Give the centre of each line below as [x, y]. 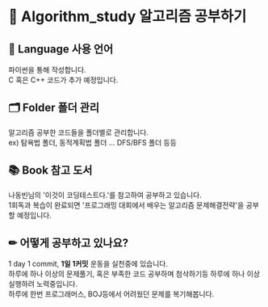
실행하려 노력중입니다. [43, 284]
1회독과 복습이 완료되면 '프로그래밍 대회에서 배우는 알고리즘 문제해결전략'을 [126, 205]
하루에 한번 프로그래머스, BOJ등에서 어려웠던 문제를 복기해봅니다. [111, 294]
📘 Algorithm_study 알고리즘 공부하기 [128, 17]
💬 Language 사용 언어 [61, 49]
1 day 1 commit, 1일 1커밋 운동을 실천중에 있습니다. [88, 264]
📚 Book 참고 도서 [50, 170]
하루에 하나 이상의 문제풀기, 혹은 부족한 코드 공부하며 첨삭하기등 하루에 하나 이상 [134, 274]
